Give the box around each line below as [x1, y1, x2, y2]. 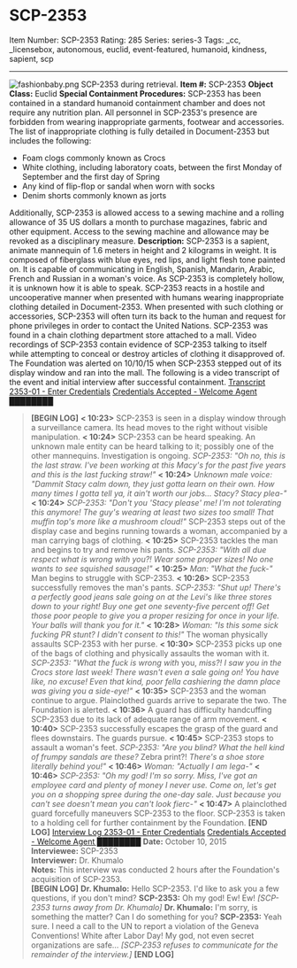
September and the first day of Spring [21, 171, 161, 182]
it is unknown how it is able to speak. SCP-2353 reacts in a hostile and [9, 283, 265, 293]
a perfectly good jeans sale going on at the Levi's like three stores [30, 591, 272, 602]
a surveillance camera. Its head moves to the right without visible [30, 422, 268, 432]
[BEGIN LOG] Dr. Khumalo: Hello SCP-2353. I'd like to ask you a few [30, 883, 280, 894]
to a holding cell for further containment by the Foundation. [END [30, 817, 268, 828]
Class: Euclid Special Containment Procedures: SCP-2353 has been [9, 88, 262, 98]
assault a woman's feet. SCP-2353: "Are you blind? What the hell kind [30, 741, 285, 753]
